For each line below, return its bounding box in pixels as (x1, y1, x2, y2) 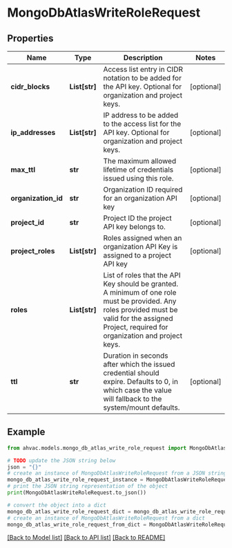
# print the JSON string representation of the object (7, 483, 168, 490)
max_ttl (10, 165, 36, 174)
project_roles (10, 246, 55, 255)
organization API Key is (103, 242, 178, 251)
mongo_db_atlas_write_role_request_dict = (7, 508, 131, 515)
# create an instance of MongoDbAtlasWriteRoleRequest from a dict (7, 514, 206, 522)
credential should (103, 368, 160, 378)
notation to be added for (103, 73, 182, 82)
